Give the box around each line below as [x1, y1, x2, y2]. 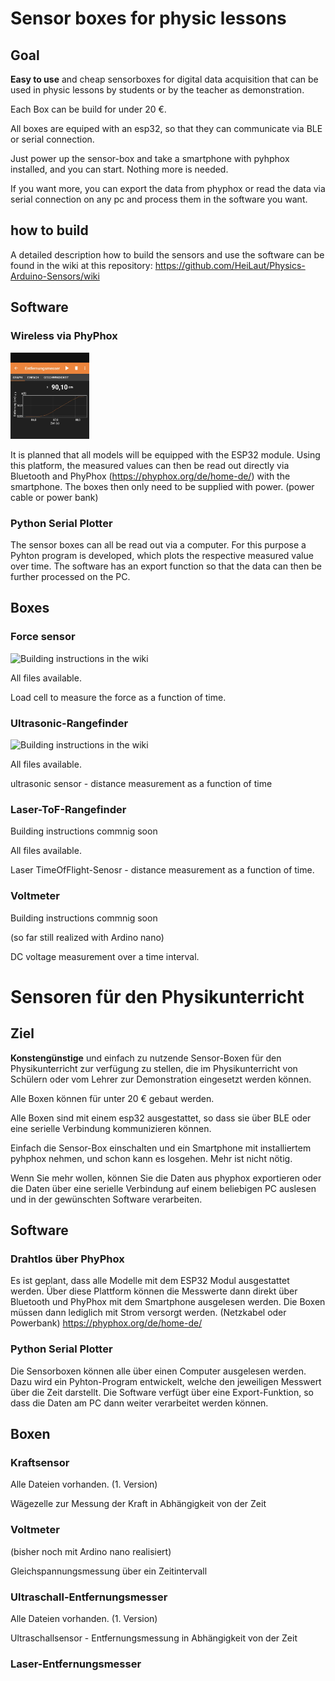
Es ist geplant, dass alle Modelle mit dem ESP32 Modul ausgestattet [10, 1275, 290, 1287]
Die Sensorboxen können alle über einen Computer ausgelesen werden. [10, 1365, 307, 1377]
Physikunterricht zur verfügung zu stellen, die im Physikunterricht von [10, 1062, 298, 1074]
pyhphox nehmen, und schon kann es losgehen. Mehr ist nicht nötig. [10, 1152, 293, 1164]
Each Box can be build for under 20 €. [10, 103, 167, 115]
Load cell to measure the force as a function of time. [10, 691, 227, 703]
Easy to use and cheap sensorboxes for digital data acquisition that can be [10, 73, 319, 85]
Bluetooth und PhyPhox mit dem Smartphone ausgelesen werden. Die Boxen [10, 1296, 326, 1308]
